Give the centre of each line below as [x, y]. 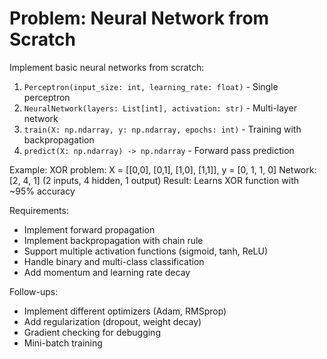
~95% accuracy [42, 191]
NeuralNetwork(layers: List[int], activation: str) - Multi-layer [160, 108]
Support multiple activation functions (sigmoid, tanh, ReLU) [146, 251]
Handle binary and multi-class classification [114, 261]
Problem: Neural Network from [139, 18]
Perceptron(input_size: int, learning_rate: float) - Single [151, 86]
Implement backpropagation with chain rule [113, 240]
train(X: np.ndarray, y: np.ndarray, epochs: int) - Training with [162, 129]
